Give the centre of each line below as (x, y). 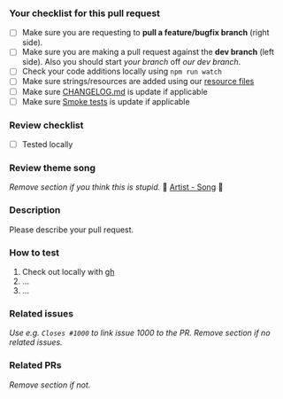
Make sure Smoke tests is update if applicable (106, 101)
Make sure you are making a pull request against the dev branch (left (148, 52)
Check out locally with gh (68, 271)
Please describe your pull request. (72, 230)
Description (35, 210)
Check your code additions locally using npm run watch (122, 71)
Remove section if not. (50, 385)
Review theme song (52, 168)
